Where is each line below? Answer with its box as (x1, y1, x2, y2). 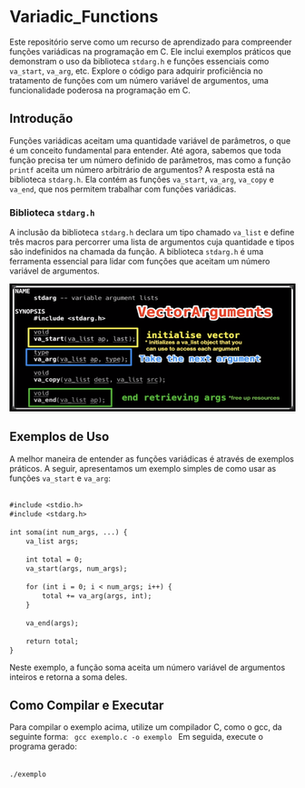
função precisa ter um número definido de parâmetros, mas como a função (9, 155, 291, 165)
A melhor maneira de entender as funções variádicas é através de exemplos (9, 453, 295, 464)
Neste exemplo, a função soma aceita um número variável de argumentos (9, 662, 286, 673)
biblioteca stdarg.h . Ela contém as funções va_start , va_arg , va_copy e (9, 174, 274, 185)
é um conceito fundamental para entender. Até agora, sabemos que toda (9, 145, 281, 155)
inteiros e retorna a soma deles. (9, 671, 128, 683)
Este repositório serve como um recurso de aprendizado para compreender (9, 36, 292, 47)
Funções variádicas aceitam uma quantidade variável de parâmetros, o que (9, 135, 291, 146)
